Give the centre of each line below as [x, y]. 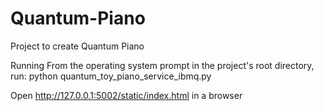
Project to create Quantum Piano [77, 46]
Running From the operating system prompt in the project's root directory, [162, 65]
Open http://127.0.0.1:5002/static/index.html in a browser [126, 95]
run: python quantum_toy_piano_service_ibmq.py [111, 76]
